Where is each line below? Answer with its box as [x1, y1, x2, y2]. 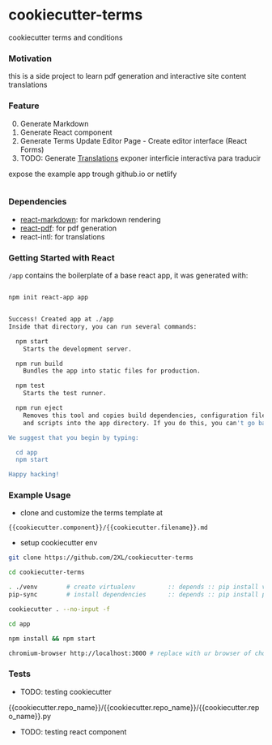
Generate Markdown [19, 118, 89, 128]
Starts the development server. [23, 345, 132, 353]
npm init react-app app [8, 294, 89, 302]
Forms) [19, 144, 45, 154]
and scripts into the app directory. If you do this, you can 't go [23, 419, 255, 427]
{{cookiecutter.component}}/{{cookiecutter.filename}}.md [8, 523, 208, 532]
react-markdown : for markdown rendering [19, 214, 161, 224]
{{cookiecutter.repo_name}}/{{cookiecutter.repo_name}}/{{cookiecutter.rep [8, 702, 260, 712]
